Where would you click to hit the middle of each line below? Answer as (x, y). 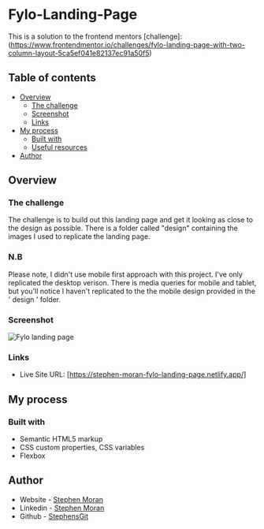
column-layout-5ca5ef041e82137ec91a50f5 (79, 53)
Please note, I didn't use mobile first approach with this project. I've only (125, 274)
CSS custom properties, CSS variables (82, 448)
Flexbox (32, 456)
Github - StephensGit (54, 516)
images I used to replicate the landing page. (80, 237)
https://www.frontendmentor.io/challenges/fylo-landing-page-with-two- (128, 44)
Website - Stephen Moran (61, 499)
